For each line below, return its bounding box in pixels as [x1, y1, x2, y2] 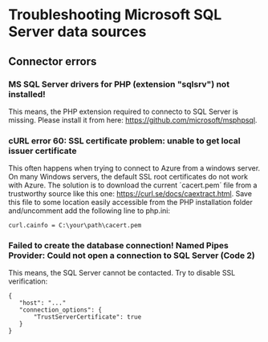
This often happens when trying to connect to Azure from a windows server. [8, 163, 261, 173]
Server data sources [8, 22, 147, 41]
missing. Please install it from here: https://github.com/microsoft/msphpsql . [8, 115, 258, 125]
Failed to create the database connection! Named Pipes [8, 240, 229, 251]
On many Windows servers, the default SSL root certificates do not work [8, 172, 249, 182]
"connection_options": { [18, 306, 103, 314]
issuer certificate [8, 145, 77, 156]
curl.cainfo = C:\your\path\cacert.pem [8, 222, 142, 230]
